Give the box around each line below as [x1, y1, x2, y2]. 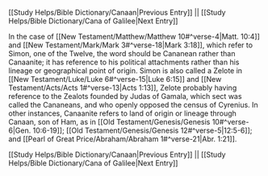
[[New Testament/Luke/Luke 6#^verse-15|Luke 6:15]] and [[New [8, 75, 222, 84]
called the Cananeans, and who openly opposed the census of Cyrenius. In [8, 100, 258, 109]
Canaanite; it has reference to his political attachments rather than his [8, 57, 240, 67]
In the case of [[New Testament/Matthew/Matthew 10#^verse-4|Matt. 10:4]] [8, 32, 261, 41]
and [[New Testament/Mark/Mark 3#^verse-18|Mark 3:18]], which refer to [8, 40, 253, 50]
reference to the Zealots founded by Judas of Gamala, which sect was [8, 92, 242, 100]
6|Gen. [8, 125, 31, 135]
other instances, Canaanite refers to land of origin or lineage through [8, 108, 237, 118]
